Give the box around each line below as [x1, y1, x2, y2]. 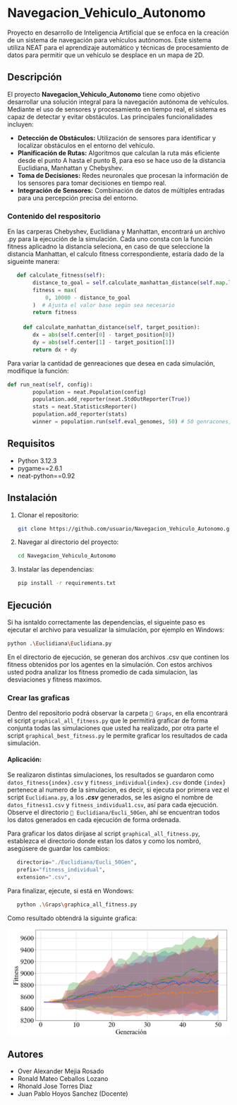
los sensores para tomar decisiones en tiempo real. [17, 179, 167, 187]
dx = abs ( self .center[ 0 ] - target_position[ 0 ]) [32, 332, 175, 339]
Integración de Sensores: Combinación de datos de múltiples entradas [17, 186, 225, 195]
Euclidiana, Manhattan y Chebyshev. [17, 164, 123, 172]
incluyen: [7, 120, 34, 128]
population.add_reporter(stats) [32, 411, 128, 418]
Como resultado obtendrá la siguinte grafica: [7, 914, 138, 922]
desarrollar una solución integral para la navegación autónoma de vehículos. [7, 97, 229, 106]
